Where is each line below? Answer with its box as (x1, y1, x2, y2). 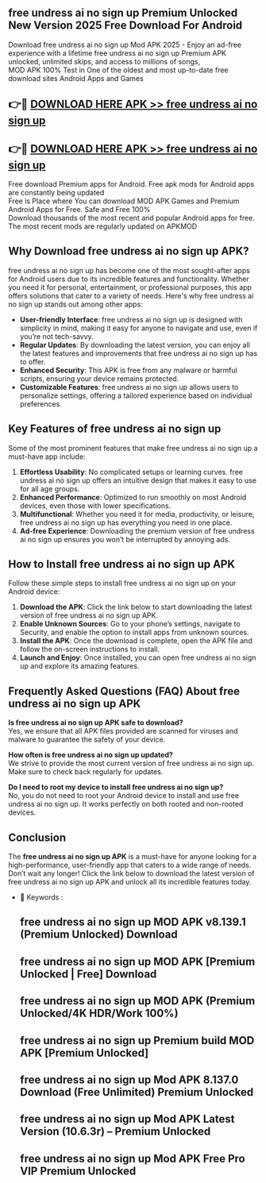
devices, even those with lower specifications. (19, 500, 172, 511)
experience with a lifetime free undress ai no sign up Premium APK (8, 48, 227, 58)
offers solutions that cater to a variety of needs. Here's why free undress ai (8, 291, 254, 300)
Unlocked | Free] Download (19, 967, 157, 981)
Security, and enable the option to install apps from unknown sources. (19, 627, 249, 638)
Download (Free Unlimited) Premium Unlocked (19, 1085, 254, 1099)
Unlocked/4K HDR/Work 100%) (19, 1007, 179, 1020)
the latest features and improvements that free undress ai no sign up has (19, 349, 258, 358)
